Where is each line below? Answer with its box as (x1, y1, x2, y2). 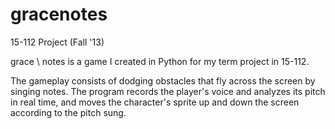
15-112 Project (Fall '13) (10, 36, 105, 48)
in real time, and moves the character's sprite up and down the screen (10, 96, 300, 108)
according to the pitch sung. (10, 106, 127, 118)
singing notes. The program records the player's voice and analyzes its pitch (10, 85, 326, 97)
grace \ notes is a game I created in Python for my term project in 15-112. (10, 55, 310, 67)
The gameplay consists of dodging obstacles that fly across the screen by (10, 74, 316, 87)
